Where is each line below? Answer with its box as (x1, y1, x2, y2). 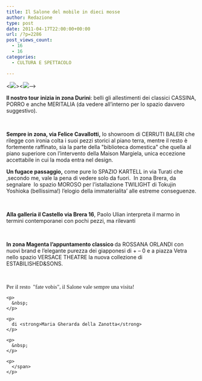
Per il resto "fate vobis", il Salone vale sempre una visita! (6, 283, 135, 290)
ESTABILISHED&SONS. (6, 260, 64, 267)
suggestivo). (6, 107, 37, 114)
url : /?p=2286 (6, 31, 42, 38)
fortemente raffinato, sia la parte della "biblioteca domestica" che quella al (6, 143, 192, 150)
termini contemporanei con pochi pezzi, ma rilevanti (6, 217, 136, 224)
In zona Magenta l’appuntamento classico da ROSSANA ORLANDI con (6, 240, 184, 248)
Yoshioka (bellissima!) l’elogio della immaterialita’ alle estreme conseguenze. (6, 187, 197, 194)
